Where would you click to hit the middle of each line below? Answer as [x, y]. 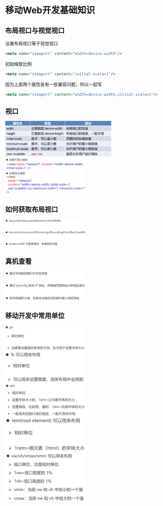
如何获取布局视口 [32, 209]
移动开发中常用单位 [35, 316]
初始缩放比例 [18, 64]
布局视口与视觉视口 [35, 30]
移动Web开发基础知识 [50, 10]
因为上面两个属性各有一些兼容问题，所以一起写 [53, 84]
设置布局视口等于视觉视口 [32, 44]
